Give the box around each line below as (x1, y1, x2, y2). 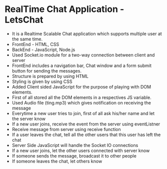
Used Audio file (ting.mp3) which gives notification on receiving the (11, 99, 151, 105)
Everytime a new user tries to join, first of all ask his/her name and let (11, 110, 155, 116)
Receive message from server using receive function (11, 126, 121, 132)
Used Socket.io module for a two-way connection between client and (11, 51, 155, 58)
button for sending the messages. (11, 67, 82, 73)
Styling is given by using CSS (11, 78, 72, 84)
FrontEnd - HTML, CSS (11, 41, 59, 47)
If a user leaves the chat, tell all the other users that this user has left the (11, 131, 161, 137)
